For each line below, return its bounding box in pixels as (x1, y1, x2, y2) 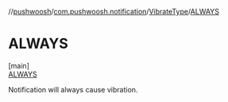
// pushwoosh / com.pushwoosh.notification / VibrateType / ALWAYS (8, 7, 220, 16)
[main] (8, 61, 29, 70)
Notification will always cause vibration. (8, 84, 138, 94)
